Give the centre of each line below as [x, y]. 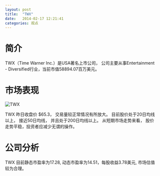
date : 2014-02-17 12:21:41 [34, 18]
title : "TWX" [19, 14]
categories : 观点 [22, 23]
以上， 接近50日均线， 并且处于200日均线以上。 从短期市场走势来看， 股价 [80, 121]
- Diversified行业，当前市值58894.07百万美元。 [52, 69]
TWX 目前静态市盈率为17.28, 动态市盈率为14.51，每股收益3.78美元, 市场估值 [80, 162]
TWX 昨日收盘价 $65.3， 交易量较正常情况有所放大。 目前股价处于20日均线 [80, 114]
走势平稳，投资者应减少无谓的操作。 [41, 126]
